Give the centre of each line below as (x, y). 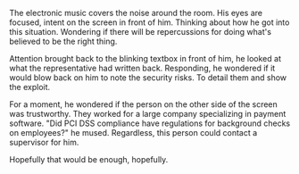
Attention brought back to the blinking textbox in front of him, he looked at (145, 58)
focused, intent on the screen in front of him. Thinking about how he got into (149, 22)
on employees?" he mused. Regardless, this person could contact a (133, 133)
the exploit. (30, 87)
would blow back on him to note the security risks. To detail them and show (148, 78)
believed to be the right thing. (63, 41)
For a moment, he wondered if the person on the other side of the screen (144, 104)
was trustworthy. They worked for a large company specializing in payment (148, 114)
